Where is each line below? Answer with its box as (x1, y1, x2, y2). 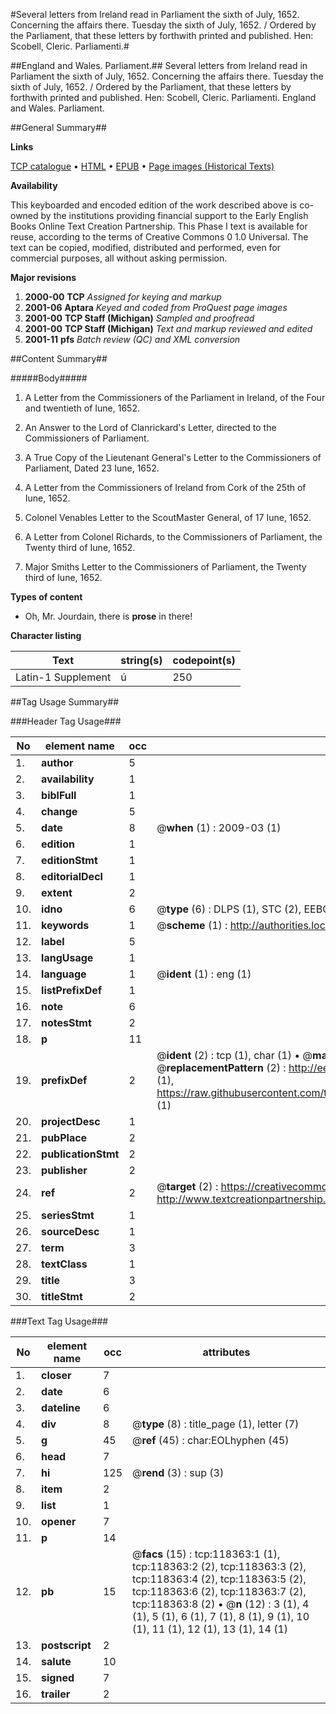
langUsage (41, 951, 94, 964)
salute (41, 1655, 72, 1668)
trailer (41, 1687, 71, 1701)
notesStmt (41, 1016, 92, 1029)
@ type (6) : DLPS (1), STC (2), (156, 902, 302, 916)
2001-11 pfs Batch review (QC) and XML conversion (24, 334, 241, 345)
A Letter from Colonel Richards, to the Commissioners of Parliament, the (24, 531, 323, 543)
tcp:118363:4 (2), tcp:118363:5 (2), (132, 1572, 307, 1586)
